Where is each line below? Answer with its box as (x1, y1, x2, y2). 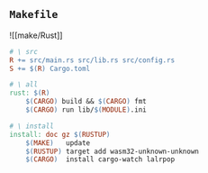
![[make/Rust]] (9, 30, 63, 41)
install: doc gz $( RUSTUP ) (9, 130, 111, 139)
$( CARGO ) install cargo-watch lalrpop (25, 155, 176, 164)
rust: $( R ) (9, 88, 50, 98)
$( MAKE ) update (25, 138, 91, 148)
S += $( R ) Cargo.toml (9, 64, 91, 73)
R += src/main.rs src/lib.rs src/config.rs (9, 55, 176, 65)
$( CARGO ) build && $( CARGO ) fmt (25, 97, 147, 106)
